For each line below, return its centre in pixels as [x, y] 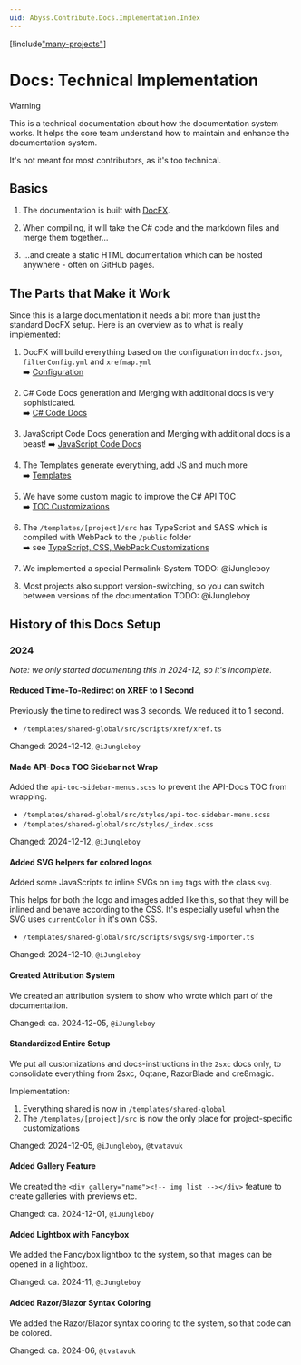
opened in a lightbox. [49, 1264]
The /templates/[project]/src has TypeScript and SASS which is [145, 528]
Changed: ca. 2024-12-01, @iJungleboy [82, 1214]
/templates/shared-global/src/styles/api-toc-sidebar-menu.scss [146, 815]
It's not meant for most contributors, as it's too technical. [116, 160]
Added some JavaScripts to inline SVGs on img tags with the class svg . [141, 883]
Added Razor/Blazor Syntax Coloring [80, 1302]
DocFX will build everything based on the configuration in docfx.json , [152, 352]
